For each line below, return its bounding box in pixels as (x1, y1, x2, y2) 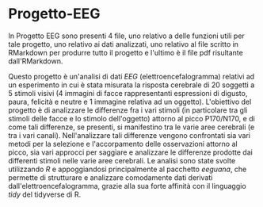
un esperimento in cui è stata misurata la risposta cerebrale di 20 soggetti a (8, 80, 255, 90)
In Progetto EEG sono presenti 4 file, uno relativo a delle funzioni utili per (8, 31, 246, 40)
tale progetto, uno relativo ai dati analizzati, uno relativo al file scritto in (8, 39, 239, 48)
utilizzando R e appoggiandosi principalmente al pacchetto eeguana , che (8, 164, 247, 174)
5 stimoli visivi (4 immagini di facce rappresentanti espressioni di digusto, (8, 88, 248, 98)
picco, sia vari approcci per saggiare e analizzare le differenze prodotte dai (8, 148, 253, 157)
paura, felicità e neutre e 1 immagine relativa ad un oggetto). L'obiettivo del (8, 97, 252, 106)
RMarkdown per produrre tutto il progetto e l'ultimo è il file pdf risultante (8, 48, 243, 57)
